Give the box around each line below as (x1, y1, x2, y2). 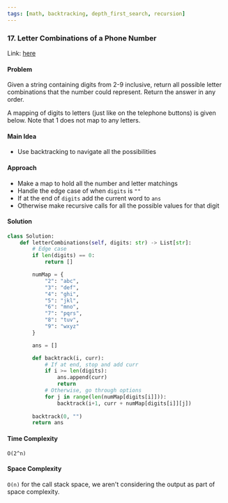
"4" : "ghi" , (44, 291, 79, 297)
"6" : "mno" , (44, 304, 79, 311)
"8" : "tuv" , (44, 316, 79, 324)
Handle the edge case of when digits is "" (17, 186, 141, 195)
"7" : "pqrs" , (44, 310, 82, 317)
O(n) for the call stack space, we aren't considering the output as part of (7, 480, 215, 488)
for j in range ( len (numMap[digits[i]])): (44, 393, 167, 401)
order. (7, 95, 24, 104)
